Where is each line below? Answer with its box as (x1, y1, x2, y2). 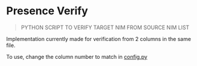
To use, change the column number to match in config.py (6, 53, 148, 60)
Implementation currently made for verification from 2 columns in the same (6, 35, 192, 42)
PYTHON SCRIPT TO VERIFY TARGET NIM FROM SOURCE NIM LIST (20, 24, 190, 31)
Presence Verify (6, 4, 89, 18)
